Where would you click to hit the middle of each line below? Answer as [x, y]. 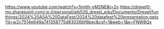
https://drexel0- [136, 7]
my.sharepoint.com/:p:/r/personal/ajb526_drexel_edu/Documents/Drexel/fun [82, 12]
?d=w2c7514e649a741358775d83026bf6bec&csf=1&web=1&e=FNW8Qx [78, 22]
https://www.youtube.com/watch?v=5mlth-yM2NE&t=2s [62, 7]
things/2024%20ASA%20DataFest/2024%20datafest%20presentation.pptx [82, 17]
